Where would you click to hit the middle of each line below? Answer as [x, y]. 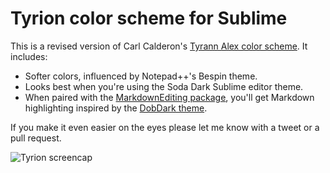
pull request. [36, 138]
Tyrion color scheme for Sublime [149, 18]
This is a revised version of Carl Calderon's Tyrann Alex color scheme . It [159, 46]
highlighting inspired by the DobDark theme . [116, 108]
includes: [29, 56]
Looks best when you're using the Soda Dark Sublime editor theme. [164, 86]
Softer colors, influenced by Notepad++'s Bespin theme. [141, 76]
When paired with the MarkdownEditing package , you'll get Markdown [169, 97]
